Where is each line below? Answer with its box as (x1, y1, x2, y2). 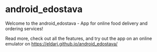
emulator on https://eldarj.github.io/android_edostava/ (5, 40, 118, 46)
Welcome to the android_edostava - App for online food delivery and (5, 20, 148, 26)
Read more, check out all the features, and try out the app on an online (5, 35, 152, 41)
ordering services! (5, 25, 43, 31)
